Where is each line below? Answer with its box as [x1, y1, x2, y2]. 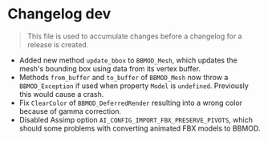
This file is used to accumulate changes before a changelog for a [26, 31, 242, 41]
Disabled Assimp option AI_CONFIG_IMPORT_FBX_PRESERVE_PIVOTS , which [18, 115, 254, 124]
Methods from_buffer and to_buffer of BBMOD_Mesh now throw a [18, 72, 229, 82]
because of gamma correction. [18, 106, 122, 116]
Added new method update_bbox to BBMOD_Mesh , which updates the [18, 55, 238, 65]
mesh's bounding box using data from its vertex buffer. [18, 63, 201, 73]
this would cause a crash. [18, 89, 104, 99]
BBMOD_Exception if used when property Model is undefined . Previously [18, 81, 250, 91]
